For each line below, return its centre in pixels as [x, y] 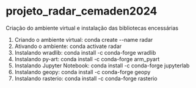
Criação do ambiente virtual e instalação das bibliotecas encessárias [92, 28]
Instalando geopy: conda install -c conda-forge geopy [82, 72]
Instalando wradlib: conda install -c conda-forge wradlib [85, 52]
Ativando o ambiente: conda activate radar [68, 46]
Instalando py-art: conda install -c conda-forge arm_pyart [87, 59]
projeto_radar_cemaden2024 [82, 11]
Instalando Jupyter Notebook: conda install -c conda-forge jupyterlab [102, 66]
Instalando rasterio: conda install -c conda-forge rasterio [86, 78]
